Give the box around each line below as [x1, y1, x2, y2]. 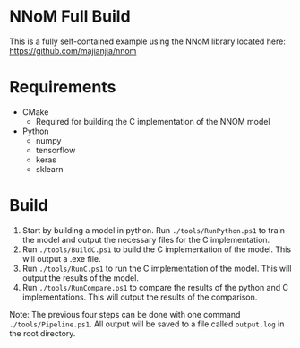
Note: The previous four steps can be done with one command [9, 309, 241, 319]
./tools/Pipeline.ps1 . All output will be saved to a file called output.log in [9, 318, 285, 329]
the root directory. [9, 327, 76, 338]
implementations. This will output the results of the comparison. [21, 291, 258, 302]
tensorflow [35, 144, 76, 155]
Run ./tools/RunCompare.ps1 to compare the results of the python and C [21, 282, 289, 292]
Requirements [9, 77, 116, 98]
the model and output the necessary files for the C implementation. [21, 234, 270, 245]
